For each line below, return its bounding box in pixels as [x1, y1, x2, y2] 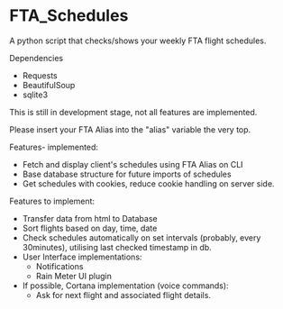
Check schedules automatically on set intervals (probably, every [22, 232, 261, 243]
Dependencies [9, 52, 64, 63]
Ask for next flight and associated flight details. [35, 289, 212, 300]
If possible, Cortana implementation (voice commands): [22, 280, 229, 291]
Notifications [35, 260, 84, 271]
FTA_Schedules [9, 5, 129, 26]
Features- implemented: [9, 141, 99, 152]
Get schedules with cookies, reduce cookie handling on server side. [22, 177, 275, 189]
